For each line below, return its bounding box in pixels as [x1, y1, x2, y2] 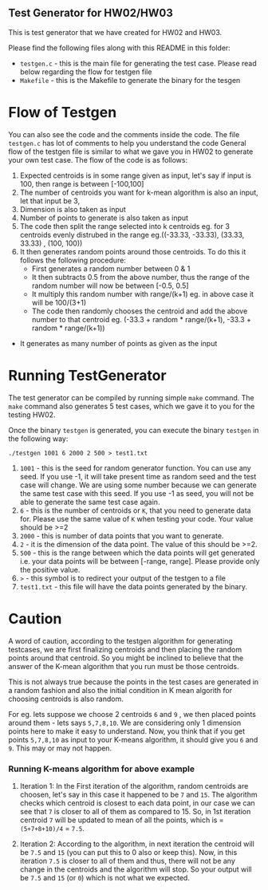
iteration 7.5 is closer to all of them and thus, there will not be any [19, 856, 235, 865]
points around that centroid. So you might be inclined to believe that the [8, 653, 244, 663]
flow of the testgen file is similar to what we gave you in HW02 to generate [8, 147, 254, 156]
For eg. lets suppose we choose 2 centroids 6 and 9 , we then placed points [8, 709, 257, 719]
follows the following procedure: [19, 255, 126, 265]
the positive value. [19, 565, 81, 574]
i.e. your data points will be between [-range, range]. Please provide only [19, 556, 260, 565]
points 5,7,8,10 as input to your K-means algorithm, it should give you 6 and [8, 734, 258, 744]
